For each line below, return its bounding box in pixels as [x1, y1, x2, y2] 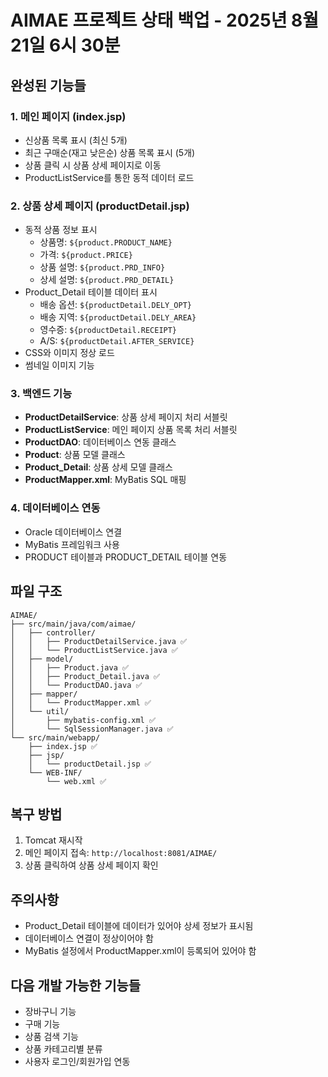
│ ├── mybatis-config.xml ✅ [10, 715, 156, 725]
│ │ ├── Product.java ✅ [10, 662, 130, 673]
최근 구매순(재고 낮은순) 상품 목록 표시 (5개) [24, 146, 196, 158]
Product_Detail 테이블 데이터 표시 [24, 286, 158, 298]
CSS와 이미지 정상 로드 [24, 347, 115, 359]
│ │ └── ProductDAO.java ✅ [10, 680, 143, 690]
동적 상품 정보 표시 [24, 224, 98, 236]
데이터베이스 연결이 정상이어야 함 [24, 932, 154, 945]
